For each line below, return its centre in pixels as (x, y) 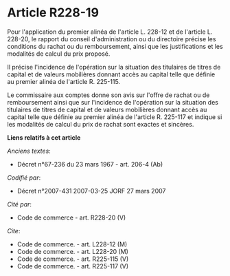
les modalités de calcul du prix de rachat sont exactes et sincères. (101, 124)
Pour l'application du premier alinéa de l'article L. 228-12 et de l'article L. (110, 32)
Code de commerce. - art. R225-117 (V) (73, 266)
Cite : (14, 231)
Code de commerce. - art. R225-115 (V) (73, 259)
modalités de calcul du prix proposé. (59, 54)
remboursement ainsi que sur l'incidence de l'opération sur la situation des (113, 102)
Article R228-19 (53, 13)
